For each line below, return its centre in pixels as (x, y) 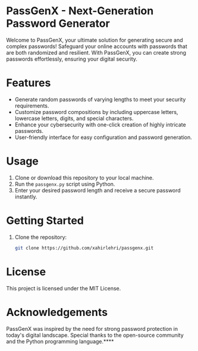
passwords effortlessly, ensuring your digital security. (72, 59)
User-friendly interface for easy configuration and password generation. (103, 137)
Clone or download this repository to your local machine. (84, 178)
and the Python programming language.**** (60, 341)
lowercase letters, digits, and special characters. (74, 118)
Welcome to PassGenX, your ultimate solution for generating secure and (95, 40)
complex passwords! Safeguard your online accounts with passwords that (97, 46)
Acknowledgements (57, 312)
